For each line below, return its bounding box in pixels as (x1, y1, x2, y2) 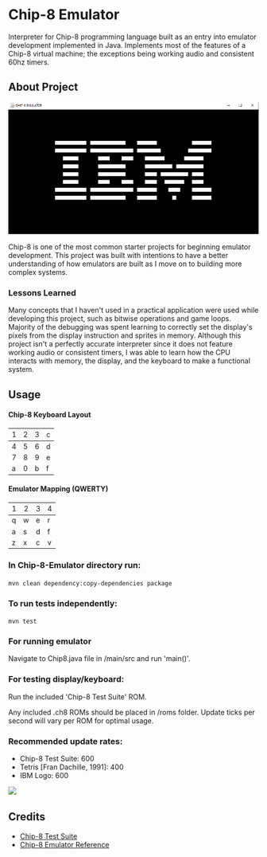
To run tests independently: (8, 597, 118, 609)
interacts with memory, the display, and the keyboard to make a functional (8, 356, 250, 366)
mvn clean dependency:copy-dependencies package (8, 579, 172, 587)
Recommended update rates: (8, 735, 123, 746)
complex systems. (8, 267, 68, 276)
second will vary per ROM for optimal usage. (8, 715, 154, 726)
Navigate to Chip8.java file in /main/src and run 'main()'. (8, 654, 191, 663)
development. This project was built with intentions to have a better (8, 250, 229, 260)
